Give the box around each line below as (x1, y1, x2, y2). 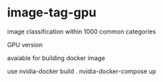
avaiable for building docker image (7, 53, 105, 62)
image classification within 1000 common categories (7, 27, 156, 36)
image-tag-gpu (7, 5, 97, 20)
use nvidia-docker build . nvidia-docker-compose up (7, 67, 157, 75)
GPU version (7, 40, 43, 49)
